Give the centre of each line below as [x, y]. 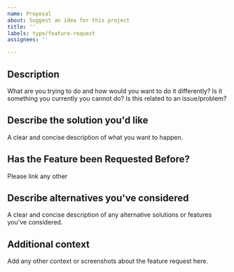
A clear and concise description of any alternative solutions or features [110, 215]
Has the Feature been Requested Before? [99, 159]
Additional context [48, 244]
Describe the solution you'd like [78, 121]
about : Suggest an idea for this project [69, 20]
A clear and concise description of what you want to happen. [95, 137]
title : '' [22, 27]
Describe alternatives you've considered [98, 198]
